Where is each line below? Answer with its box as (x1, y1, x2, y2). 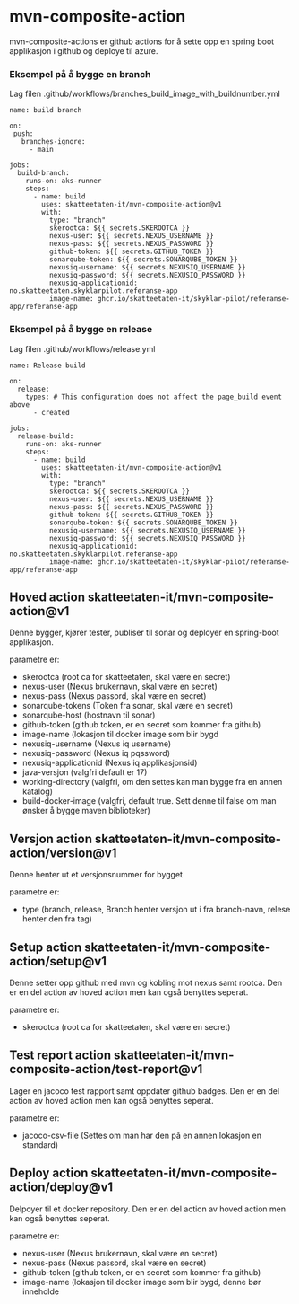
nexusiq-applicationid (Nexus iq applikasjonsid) (21, 757, 198, 769)
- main (29, 145, 54, 154)
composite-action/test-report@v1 (9, 1062, 203, 1077)
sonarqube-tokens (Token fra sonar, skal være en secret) (21, 700, 234, 711)
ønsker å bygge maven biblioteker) (21, 806, 150, 816)
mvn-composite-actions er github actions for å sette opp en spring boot (9, 36, 275, 47)
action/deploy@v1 (9, 1179, 114, 1195)
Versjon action (9, 831, 92, 846)
